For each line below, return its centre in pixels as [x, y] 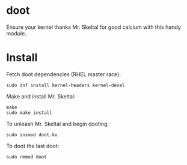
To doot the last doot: [33, 146]
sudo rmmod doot [26, 157]
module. [17, 33]
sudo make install [29, 112]
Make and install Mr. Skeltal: [41, 96]
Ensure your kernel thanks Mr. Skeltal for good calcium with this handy [94, 27]
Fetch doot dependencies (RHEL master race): [64, 74]
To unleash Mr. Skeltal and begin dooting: [58, 124]
